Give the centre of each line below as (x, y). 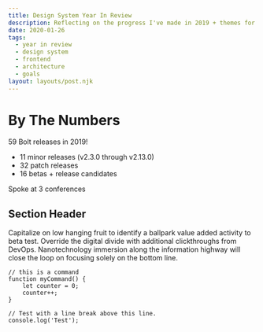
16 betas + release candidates (68, 174)
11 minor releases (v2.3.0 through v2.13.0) (87, 157)
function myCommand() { (47, 279)
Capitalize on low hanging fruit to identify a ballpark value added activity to (130, 233)
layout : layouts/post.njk (50, 81)
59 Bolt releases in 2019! (48, 142)
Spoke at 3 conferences (47, 189)
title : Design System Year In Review (70, 15)
